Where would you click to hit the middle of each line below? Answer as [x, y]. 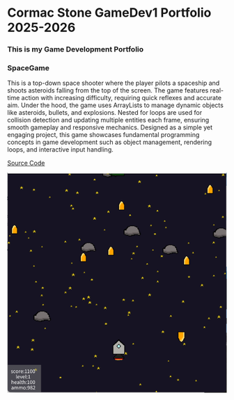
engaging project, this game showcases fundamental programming [103, 135]
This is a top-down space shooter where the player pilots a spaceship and [114, 83]
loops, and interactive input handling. [60, 150]
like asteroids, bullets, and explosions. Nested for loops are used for [105, 113]
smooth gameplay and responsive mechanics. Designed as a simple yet [110, 127]
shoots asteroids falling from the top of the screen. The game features [108, 90]
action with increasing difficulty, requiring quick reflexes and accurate [121, 98]
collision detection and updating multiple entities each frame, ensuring [108, 120]
